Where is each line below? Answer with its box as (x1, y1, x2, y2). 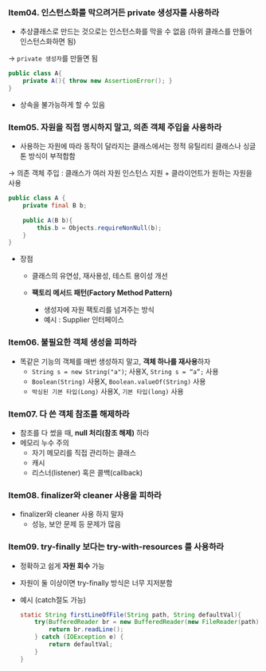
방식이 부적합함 (28, 152, 76, 161)
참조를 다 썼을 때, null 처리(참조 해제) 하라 (19, 428, 150, 437)
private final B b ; (22, 202, 88, 210)
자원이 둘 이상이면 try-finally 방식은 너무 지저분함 (19, 578, 173, 587)
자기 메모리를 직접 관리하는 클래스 (31, 448, 137, 457)
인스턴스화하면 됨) (19, 37, 76, 46)
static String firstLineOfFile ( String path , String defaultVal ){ (19, 610, 241, 619)
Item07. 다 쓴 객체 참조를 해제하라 (8, 409, 130, 420)
